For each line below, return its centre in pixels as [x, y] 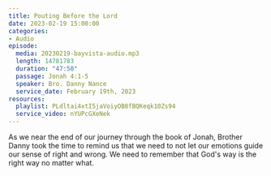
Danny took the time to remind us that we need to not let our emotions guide [136, 146]
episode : [23, 46]
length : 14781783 [45, 62]
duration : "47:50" [47, 69]
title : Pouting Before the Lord [63, 16]
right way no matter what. [52, 163]
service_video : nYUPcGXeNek [63, 114]
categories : [28, 31]
